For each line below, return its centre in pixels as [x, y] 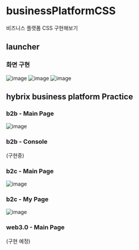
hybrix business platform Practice [70, 97]
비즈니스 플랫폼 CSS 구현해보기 [42, 28]
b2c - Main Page [30, 171]
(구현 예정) [18, 241]
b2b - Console [27, 142]
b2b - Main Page [30, 113]
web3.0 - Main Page [35, 228]
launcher [23, 47]
